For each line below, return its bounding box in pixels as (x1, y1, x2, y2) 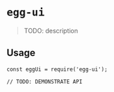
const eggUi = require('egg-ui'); (6, 66, 108, 73)
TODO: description (23, 26, 79, 35)
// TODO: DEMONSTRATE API (6, 78, 82, 85)
